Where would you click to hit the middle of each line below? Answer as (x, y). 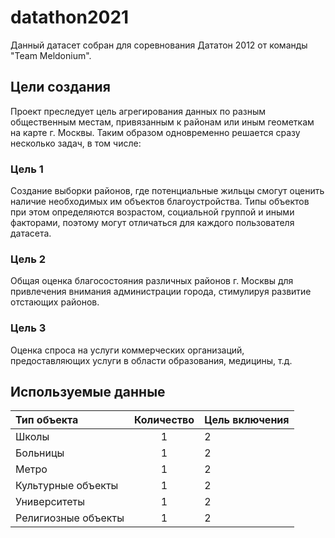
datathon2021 (70, 17)
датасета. (31, 233)
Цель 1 (27, 169)
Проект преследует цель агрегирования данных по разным (138, 111)
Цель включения (247, 420)
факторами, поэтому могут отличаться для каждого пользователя (152, 223)
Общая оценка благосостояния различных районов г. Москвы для (152, 281)
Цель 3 (28, 328)
